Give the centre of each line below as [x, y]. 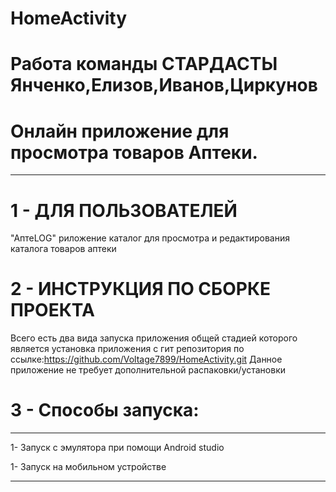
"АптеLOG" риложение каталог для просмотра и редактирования [150, 238]
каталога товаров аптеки [63, 249]
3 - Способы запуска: [105, 410]
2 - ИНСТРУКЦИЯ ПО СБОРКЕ [141, 289]
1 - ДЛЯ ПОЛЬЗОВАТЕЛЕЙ [124, 210]
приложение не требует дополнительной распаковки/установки [148, 370]
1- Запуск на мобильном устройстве [88, 467]
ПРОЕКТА [52, 310]
